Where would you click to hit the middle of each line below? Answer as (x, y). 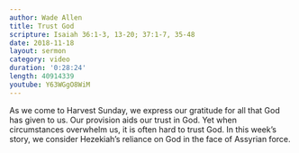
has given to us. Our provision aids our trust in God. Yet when (123, 120)
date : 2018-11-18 (42, 43)
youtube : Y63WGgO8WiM (50, 85)
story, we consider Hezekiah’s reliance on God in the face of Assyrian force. (150, 139)
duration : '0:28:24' (48, 68)
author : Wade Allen (46, 18)
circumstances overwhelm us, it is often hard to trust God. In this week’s (143, 129)
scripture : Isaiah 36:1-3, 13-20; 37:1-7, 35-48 (102, 34)
